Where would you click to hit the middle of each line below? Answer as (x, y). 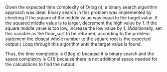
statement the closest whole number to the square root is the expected (78, 39)
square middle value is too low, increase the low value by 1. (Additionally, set (83, 28)
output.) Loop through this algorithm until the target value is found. (74, 44)
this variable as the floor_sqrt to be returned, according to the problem (78, 34)
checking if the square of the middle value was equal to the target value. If (82, 18)
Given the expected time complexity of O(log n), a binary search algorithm (81, 7)
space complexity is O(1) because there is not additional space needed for (82, 59)
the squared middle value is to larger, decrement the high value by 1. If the (81, 23)
